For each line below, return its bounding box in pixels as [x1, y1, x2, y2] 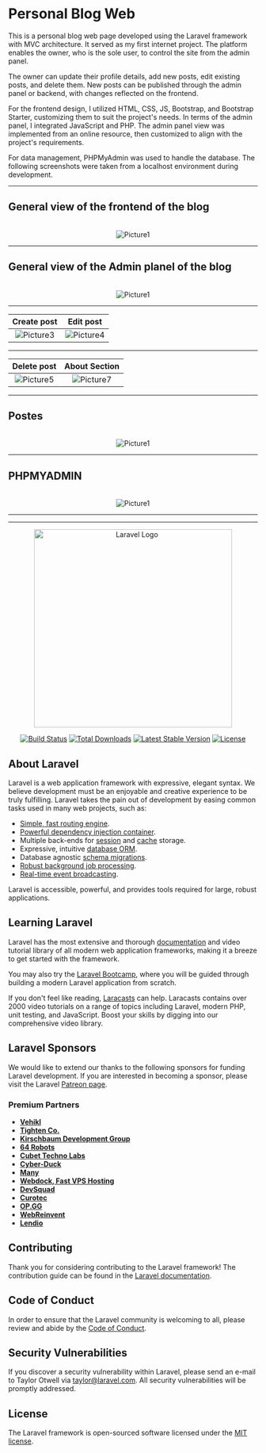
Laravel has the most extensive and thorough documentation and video [8, 937, 241, 946]
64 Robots [19, 1142, 55, 1152]
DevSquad [19, 1184, 55, 1194]
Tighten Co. [19, 1125, 60, 1135]
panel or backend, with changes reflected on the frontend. [8, 88, 199, 98]
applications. [8, 893, 50, 903]
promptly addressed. [8, 1384, 77, 1394]
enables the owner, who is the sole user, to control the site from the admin [8, 48, 250, 57]
